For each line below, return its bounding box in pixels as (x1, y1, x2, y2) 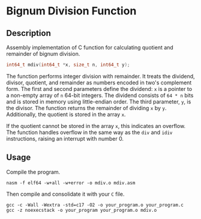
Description (6, 28, 51, 38)
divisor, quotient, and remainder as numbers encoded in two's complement (6, 79, 192, 86)
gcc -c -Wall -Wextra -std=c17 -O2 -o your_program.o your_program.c (6, 202, 184, 208)
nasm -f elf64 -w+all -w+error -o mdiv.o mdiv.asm (6, 180, 136, 186)
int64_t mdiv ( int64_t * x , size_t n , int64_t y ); (6, 62, 130, 68)
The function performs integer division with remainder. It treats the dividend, (6, 72, 195, 80)
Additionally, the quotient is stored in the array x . (6, 111, 126, 118)
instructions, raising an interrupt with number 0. (6, 135, 124, 142)
